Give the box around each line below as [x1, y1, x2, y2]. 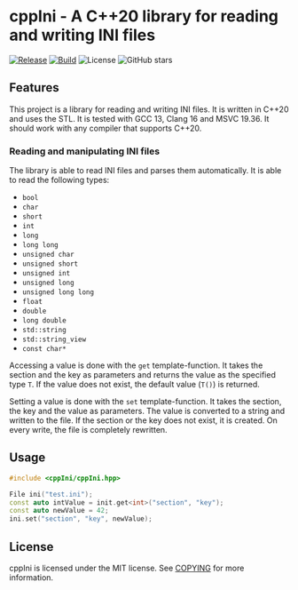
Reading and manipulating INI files [9, 145, 161, 157]
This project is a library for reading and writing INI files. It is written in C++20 [9, 104, 289, 115]
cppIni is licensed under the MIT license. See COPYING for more [9, 562, 245, 574]
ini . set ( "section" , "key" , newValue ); [9, 514, 153, 523]
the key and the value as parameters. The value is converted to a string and [9, 406, 286, 417]
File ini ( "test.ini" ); [9, 490, 93, 498]
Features [9, 80, 59, 95]
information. [9, 572, 54, 583]
